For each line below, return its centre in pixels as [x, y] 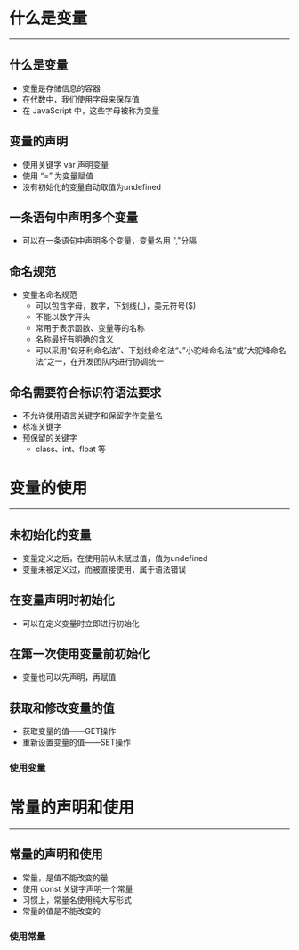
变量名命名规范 [49, 294]
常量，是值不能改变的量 [65, 877]
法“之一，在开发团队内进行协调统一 [100, 361]
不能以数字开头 [63, 317]
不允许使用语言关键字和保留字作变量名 [92, 415]
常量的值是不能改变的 [61, 911]
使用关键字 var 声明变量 [65, 164]
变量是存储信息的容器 [61, 88]
